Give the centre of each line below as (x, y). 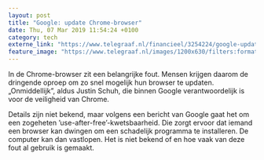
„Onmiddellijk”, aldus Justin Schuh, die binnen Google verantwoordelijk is (126, 91)
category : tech (33, 37)
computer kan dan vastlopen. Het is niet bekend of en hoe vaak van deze (126, 139)
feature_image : (33, 52)
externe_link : (31, 45)
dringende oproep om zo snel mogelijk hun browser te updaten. (111, 82)
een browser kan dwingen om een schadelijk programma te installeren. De (128, 131)
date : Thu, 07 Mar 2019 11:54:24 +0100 (73, 30)
